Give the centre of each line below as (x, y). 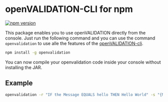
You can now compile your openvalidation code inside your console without (83, 62)
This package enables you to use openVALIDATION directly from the (75, 32)
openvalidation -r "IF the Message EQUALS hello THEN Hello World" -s (80, 94)
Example (19, 83)
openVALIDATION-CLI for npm (69, 9)
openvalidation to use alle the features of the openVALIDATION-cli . (74, 43)
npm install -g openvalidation (38, 52)
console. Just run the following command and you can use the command (80, 38)
